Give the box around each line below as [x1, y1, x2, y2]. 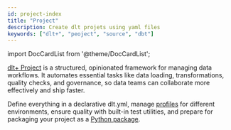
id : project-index [7, 10, 62, 18]
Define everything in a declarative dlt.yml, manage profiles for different [7, 100, 215, 109]
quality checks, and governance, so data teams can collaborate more [7, 79, 210, 87]
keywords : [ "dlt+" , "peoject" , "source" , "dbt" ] [7, 30, 154, 38]
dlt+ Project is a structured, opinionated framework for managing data [7, 63, 212, 72]
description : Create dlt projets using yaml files [7, 23, 161, 31]
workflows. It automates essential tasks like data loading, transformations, [7, 71, 225, 80]
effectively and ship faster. [7, 86, 85, 94]
